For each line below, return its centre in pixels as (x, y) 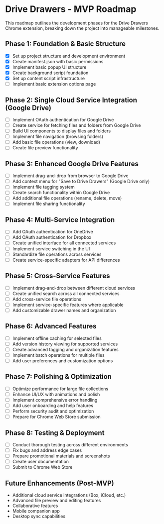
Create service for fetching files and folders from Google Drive (77, 125)
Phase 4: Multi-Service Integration (60, 220)
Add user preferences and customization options (63, 361)
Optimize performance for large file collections (60, 389)
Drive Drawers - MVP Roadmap (71, 9)
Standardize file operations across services (57, 254)
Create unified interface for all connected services (64, 243)
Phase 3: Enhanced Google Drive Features (72, 163)
